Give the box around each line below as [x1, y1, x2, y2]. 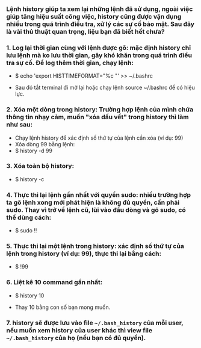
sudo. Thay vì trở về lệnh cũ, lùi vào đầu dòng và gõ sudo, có [6, 205, 187, 214]
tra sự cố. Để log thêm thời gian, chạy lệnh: [6, 58, 134, 67]
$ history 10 [14, 291, 45, 299]
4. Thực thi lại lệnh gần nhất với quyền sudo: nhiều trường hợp [6, 190, 191, 199]
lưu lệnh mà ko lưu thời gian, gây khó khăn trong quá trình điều [6, 51, 193, 59]
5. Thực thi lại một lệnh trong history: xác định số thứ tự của [6, 242, 185, 250]
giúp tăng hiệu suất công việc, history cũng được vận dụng [6, 12, 182, 20]
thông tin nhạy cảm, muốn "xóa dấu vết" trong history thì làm [6, 113, 189, 122]
